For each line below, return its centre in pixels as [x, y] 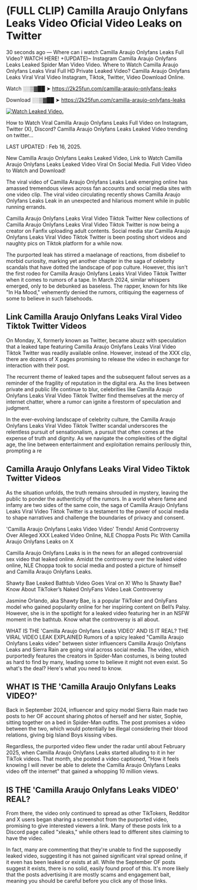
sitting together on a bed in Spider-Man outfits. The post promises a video [96, 722]
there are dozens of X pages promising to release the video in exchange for [98, 359]
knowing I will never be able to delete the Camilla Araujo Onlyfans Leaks [94, 765]
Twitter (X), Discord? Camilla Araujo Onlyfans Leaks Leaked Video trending [97, 129]
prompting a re [24, 451]
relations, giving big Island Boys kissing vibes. [62, 735]
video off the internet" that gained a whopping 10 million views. [82, 771]
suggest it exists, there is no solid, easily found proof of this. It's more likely [98, 868]
